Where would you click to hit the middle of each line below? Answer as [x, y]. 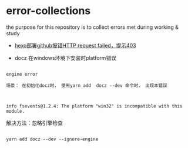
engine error [22, 74]
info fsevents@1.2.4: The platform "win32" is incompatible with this [94, 106]
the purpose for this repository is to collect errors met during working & [93, 27]
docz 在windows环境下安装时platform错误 [65, 58]
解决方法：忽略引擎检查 [34, 123]
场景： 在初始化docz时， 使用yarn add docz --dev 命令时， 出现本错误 [87, 85]
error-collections [48, 11]
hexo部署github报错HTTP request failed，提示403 [75, 45]
